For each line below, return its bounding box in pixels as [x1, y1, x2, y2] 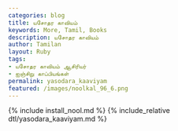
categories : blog [8, 11, 65, 20]
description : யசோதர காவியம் [8, 33, 99, 42]
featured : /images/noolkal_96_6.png [8, 84, 128, 93]
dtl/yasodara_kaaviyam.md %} [8, 115, 108, 124]
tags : [8, 56, 26, 64]
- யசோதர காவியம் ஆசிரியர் [8, 63, 87, 71]
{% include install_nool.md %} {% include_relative [8, 106, 171, 115]
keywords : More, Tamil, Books [8, 26, 108, 34]
